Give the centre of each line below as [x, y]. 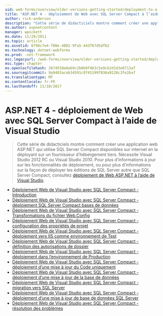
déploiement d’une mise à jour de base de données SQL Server [75, 298]
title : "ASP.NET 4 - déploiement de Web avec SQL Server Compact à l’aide [82, 14]
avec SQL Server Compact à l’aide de [81, 121]
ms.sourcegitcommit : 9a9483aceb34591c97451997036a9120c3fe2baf [70, 73]
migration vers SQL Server [39, 288]
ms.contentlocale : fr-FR [30, 82]
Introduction [24, 195]
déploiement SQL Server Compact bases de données [65, 205]
